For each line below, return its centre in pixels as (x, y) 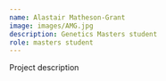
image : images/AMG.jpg (51, 26)
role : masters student (51, 42)
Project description (44, 68)
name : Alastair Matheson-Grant (67, 17)
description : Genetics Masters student (83, 34)
